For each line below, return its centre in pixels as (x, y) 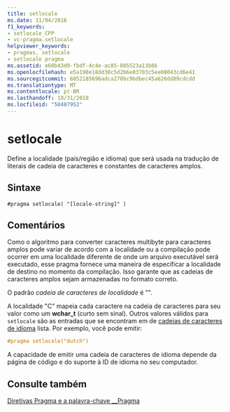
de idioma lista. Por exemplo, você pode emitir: (75, 328)
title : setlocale (33, 14)
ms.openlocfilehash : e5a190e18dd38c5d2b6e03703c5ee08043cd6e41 (101, 72)
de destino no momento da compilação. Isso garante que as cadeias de (110, 272)
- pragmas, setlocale (39, 53)
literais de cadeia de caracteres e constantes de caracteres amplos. (105, 165)
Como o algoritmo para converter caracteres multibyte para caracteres (109, 242)
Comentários (36, 225)
